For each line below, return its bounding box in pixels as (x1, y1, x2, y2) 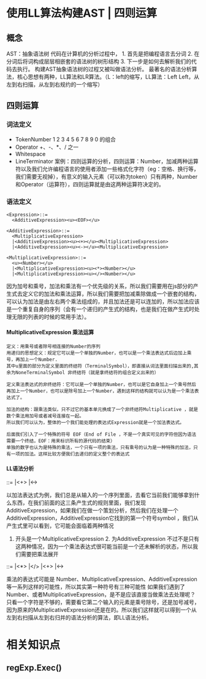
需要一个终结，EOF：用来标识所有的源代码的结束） (6, 438, 115, 444)
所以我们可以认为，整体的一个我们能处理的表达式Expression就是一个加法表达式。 (6, 420, 185, 426)
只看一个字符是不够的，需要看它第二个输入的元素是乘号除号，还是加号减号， (6, 599, 200, 606)
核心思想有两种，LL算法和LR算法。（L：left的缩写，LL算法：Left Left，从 (17, 73, 200, 80)
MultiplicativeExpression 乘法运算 (6, 328, 94, 336)
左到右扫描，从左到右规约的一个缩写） (6, 81, 103, 88)
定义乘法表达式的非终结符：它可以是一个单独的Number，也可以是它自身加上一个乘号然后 (6, 382, 196, 388)
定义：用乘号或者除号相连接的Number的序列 (6, 343, 101, 350)
